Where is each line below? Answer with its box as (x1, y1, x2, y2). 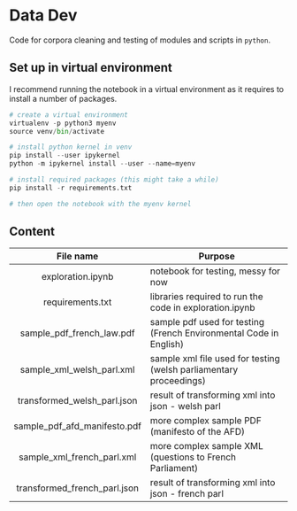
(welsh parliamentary (149, 364, 239, 376)
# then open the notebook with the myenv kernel (9, 199, 192, 208)
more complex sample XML (149, 440, 263, 453)
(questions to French (149, 451, 237, 463)
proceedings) (149, 375, 206, 387)
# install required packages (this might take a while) (9, 175, 219, 184)
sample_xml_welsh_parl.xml (19, 364, 135, 376)
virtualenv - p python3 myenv (9, 119, 117, 128)
